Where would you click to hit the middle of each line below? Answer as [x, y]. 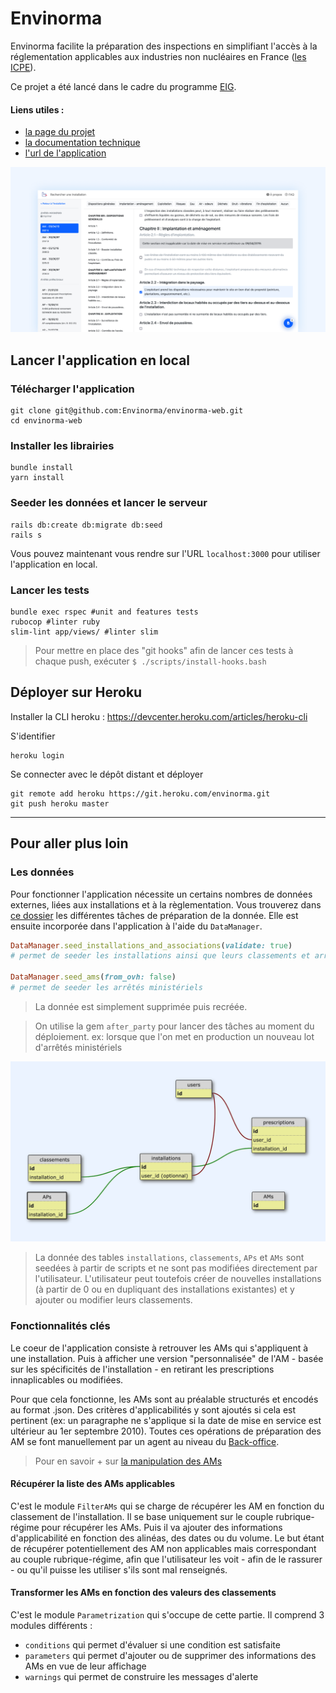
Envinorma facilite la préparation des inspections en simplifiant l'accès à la [164, 46]
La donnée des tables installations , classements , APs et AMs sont [169, 1258]
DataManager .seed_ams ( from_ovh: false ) [93, 977]
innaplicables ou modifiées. [67, 1379]
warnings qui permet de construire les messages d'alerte [141, 1677]
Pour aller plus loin [69, 843]
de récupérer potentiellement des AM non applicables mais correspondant [163, 1548]
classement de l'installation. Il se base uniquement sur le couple [142, 1516]
